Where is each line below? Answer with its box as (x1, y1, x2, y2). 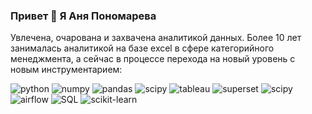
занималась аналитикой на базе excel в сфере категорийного (10, 42, 275, 54)
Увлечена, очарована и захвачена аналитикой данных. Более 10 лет (10, 32, 302, 44)
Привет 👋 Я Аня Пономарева (10, 9, 157, 23)
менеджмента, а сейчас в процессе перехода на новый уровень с (10, 53, 296, 65)
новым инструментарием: (10, 64, 123, 76)
